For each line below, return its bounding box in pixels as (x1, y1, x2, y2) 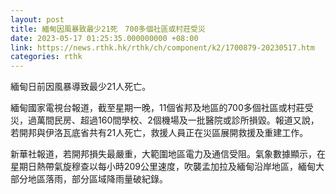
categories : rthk (10, 52, 83, 62)
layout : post (10, 14, 65, 25)
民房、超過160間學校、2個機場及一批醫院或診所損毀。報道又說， (53, 114, 320, 126)
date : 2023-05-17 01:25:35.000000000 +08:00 (10, 33, 199, 43)
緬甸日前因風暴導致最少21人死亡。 (10, 81, 152, 93)
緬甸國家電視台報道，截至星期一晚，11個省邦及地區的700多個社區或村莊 (10, 102, 305, 114)
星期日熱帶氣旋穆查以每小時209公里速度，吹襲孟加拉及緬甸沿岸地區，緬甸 (10, 161, 317, 173)
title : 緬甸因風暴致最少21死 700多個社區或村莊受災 (10, 24, 206, 34)
